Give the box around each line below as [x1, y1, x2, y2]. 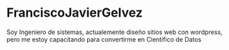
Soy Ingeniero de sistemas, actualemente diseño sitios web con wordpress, [6, 28, 223, 36]
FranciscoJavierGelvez [6, 5, 143, 21]
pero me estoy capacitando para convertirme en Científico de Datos [6, 35, 202, 43]
